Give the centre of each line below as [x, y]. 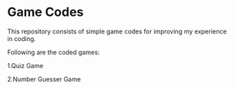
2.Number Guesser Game [44, 79]
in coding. [22, 38]
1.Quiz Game [25, 65]
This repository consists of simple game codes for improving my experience [117, 31]
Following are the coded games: [54, 52]
